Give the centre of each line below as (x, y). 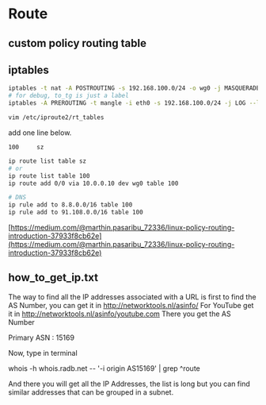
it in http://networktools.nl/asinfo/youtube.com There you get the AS (120, 314)
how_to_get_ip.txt (53, 278)
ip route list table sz (47, 161)
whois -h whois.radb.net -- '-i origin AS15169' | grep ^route (104, 368)
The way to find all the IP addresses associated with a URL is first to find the (132, 297)
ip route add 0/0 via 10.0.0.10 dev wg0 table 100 (93, 183)
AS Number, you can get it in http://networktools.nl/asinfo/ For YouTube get (131, 305)
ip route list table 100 (49, 175)
